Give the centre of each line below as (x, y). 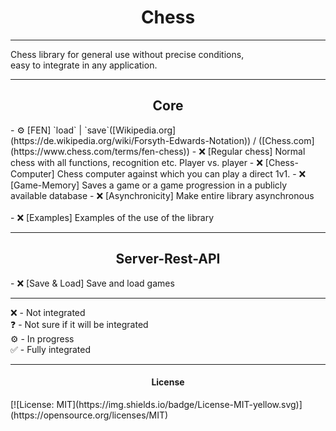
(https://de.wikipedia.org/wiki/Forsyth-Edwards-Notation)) (131, 140)
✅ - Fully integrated (51, 349)
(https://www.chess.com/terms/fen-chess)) (100, 151)
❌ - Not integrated (48, 312)
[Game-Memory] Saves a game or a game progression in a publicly (149, 185)
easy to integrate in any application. (84, 65)
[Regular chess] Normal (256, 151)
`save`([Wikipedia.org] (130, 130)
